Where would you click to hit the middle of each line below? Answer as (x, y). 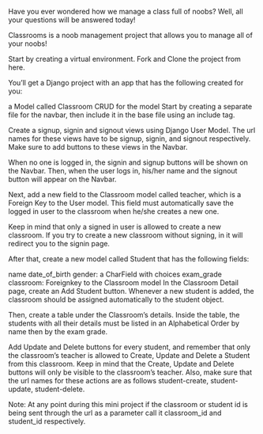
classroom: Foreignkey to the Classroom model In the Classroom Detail (124, 283)
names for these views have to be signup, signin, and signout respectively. (130, 139)
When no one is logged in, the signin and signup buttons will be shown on (128, 162)
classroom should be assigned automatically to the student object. (116, 299)
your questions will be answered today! (72, 20)
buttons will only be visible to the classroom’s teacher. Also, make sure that (130, 372)
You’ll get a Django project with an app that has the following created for (126, 83)
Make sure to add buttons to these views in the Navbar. (98, 147)
